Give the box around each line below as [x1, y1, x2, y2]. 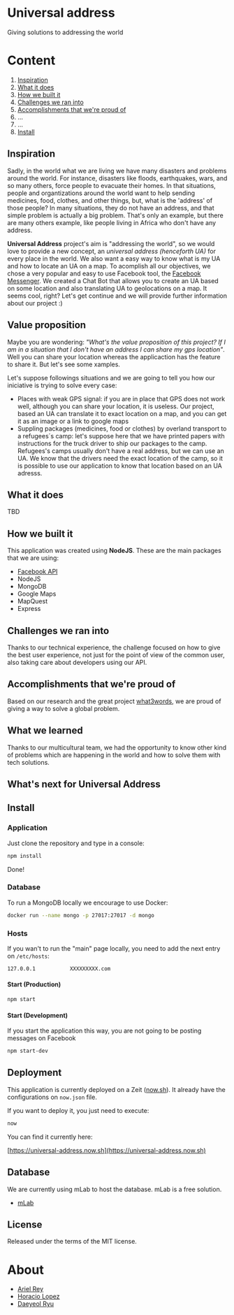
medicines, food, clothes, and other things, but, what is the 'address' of [7, 196, 213, 204]
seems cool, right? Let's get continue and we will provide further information [7, 292, 227, 300]
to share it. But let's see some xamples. [7, 360, 121, 368]
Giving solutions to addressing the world [7, 28, 124, 36]
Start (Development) [7, 1011, 68, 1019]
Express [17, 605, 41, 613]
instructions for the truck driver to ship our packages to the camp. [17, 439, 207, 447]
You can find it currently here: [7, 1133, 93, 1141]
